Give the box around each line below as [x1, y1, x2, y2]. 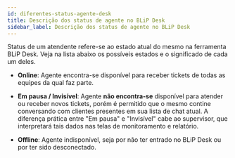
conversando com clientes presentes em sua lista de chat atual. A [17, 107, 209, 116]
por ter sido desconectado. [17, 143, 96, 152]
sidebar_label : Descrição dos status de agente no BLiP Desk [7, 23, 191, 30]
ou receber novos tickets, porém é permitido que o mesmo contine [17, 100, 211, 108]
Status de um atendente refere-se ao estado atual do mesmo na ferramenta [7, 43, 227, 51]
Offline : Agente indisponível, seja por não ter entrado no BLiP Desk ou [17, 136, 222, 144]
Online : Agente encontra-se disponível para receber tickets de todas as [17, 71, 226, 79]
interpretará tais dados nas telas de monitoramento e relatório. [17, 122, 199, 131]
